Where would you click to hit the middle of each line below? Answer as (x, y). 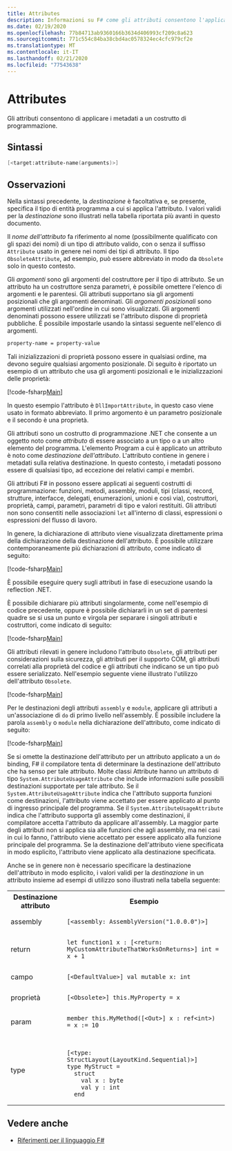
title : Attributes (33, 13)
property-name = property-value (54, 344)
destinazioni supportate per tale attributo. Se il (73, 786)
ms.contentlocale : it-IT (43, 52)
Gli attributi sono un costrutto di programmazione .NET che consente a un (112, 433)
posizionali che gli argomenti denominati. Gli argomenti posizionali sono (109, 302)
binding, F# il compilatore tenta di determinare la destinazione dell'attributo (114, 764)
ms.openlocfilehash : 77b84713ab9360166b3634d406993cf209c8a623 (100, 33)
